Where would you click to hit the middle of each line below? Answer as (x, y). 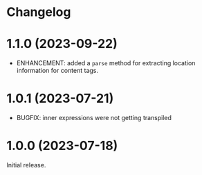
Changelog (39, 12)
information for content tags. (57, 71)
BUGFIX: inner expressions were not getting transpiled (94, 118)
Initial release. (26, 165)
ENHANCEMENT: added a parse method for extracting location (106, 63)
